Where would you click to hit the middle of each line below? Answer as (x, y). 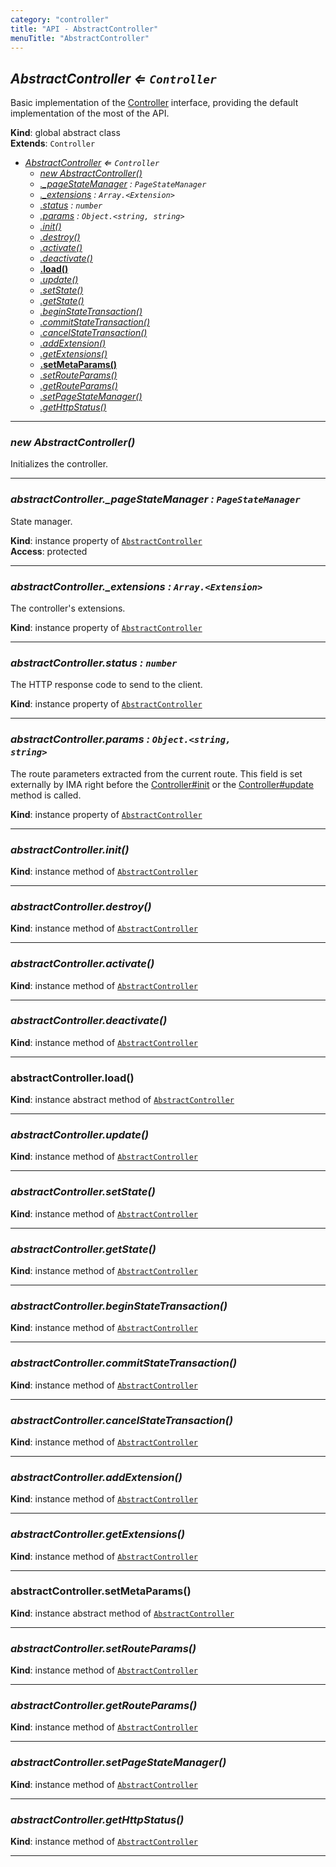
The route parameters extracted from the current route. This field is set (156, 773)
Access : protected (49, 551)
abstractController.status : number (94, 663)
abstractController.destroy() (81, 906)
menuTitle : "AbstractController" (80, 38)
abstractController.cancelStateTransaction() (121, 1420)
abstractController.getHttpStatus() (97, 1819)
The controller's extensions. (68, 608)
